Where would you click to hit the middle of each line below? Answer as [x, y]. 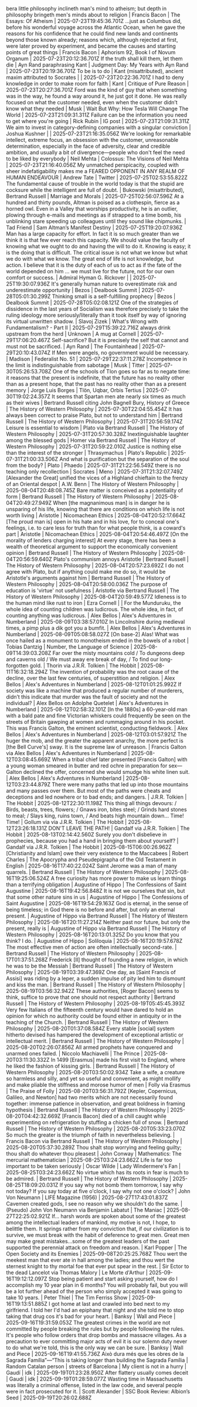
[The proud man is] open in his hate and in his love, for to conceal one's [93, 522]
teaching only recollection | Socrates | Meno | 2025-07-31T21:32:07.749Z [95, 471]
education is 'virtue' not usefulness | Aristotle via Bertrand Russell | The [93, 590]
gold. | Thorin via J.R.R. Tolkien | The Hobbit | [84, 666]
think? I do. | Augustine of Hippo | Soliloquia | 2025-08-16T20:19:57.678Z [94, 941]
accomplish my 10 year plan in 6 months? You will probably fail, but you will [97, 1285]
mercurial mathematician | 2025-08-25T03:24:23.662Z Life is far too [89, 1160]
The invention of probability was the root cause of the [114, 672]
